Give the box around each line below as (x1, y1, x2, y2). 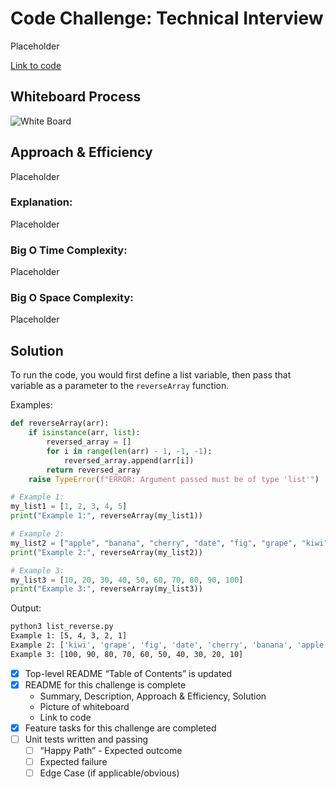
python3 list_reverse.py (10, 622, 114, 632)
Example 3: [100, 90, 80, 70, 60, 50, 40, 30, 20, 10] (10, 649, 244, 659)
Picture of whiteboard (39, 700, 130, 712)
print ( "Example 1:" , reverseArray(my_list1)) (10, 511, 203, 521)
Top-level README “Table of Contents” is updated (24, 667, 233, 679)
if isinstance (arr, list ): (28, 428, 141, 438)
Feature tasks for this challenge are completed (24, 722, 217, 734)
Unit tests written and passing (24, 733, 149, 745)
